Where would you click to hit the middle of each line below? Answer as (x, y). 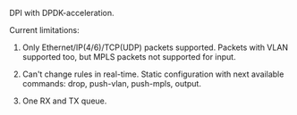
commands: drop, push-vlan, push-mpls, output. (111, 83)
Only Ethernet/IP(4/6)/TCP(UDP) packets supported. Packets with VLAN (155, 47)
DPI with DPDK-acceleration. (62, 13)
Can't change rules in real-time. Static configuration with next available (153, 74)
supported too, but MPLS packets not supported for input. (129, 57)
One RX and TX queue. (64, 101)
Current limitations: (44, 30)
